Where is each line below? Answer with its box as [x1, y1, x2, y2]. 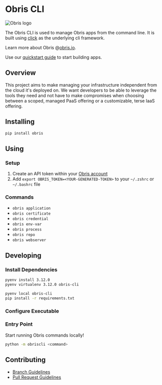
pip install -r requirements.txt [5, 295, 75, 301]
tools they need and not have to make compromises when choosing [5, 92, 145, 98]
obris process [12, 227, 42, 232]
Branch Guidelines [12, 369, 51, 375]
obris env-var [12, 222, 42, 227]
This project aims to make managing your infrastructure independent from [5, 82, 158, 88]
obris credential [12, 217, 49, 222]
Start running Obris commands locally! [5, 332, 84, 338]
